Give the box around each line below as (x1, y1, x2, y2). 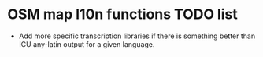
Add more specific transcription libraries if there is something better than (18, 31, 256, 41)
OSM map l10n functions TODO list (7, 5, 238, 23)
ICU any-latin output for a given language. (18, 39, 155, 48)
